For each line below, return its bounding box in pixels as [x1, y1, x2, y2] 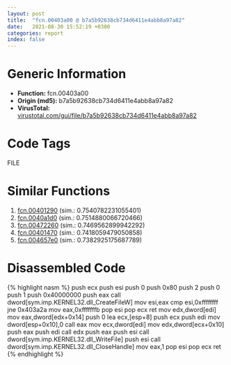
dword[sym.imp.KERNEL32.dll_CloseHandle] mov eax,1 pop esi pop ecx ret [7, 342, 221, 350]
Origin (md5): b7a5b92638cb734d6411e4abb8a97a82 [17, 97, 174, 105]
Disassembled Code [7, 261, 126, 276]
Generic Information [7, 66, 127, 82]
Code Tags [7, 136, 71, 152]
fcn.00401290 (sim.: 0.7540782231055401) [17, 206, 141, 215]
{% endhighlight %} [7, 350, 64, 358]
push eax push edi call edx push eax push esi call [7, 327, 150, 336]
